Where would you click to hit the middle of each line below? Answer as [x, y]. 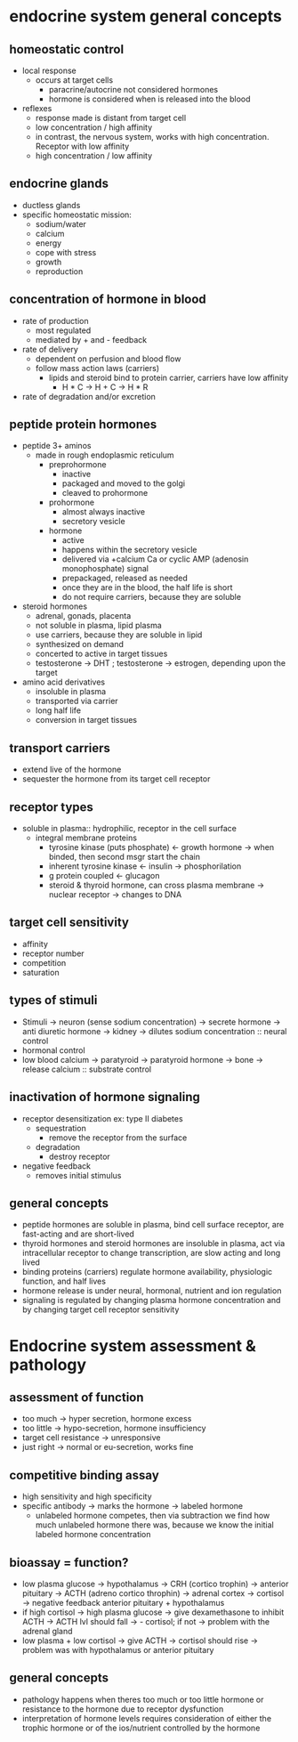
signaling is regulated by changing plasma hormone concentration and [151, 1300]
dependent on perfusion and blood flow [108, 359]
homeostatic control [67, 49]
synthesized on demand [80, 644]
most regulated [63, 330]
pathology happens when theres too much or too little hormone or [143, 1699]
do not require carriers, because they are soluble [152, 597]
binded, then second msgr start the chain [124, 857]
